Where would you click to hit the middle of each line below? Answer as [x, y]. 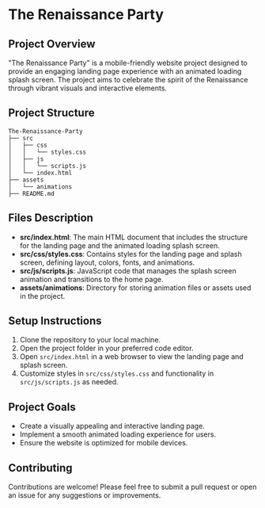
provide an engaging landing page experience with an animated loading [125, 71]
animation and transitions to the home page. [91, 279]
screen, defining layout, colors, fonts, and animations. [107, 262]
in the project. [42, 296]
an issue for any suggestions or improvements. [85, 495]
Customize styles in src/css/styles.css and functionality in [117, 373]
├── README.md [32, 193]
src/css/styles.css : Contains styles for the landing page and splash [131, 254]
